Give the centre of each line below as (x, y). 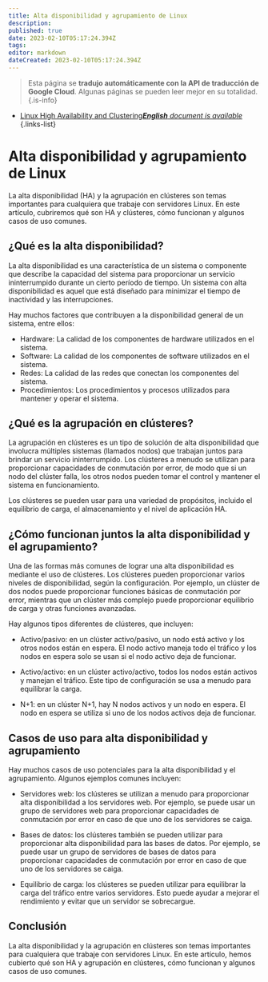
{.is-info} (42, 100)
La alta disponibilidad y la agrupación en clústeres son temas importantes (130, 945)
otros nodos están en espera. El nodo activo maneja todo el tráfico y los (138, 648)
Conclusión (38, 926)
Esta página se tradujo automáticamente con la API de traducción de (144, 83)
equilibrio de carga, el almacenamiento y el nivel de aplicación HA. (118, 509)
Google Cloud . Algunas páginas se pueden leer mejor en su (126, 91)
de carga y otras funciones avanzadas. (72, 609)
